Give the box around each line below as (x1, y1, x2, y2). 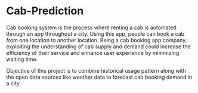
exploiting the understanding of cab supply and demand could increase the (6, 43, 191, 50)
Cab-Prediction (6, 4, 84, 18)
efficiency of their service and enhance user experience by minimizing (6, 49, 180, 56)
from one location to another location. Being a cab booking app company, (6, 36, 187, 44)
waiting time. (6, 55, 38, 63)
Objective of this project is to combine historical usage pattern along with (6, 67, 186, 74)
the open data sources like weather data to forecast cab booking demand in (6, 73, 193, 80)
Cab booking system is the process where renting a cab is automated (6, 24, 177, 31)
